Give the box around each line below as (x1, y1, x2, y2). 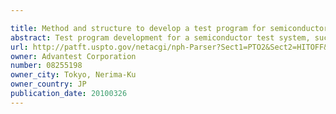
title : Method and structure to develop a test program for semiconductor (10, 23, 329, 33)
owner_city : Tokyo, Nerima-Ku (10, 70, 137, 80)
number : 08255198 (10, 61, 83, 71)
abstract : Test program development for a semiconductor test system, (10, 32, 311, 43)
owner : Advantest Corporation (10, 51, 137, 61)
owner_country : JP (10, 79, 87, 90)
